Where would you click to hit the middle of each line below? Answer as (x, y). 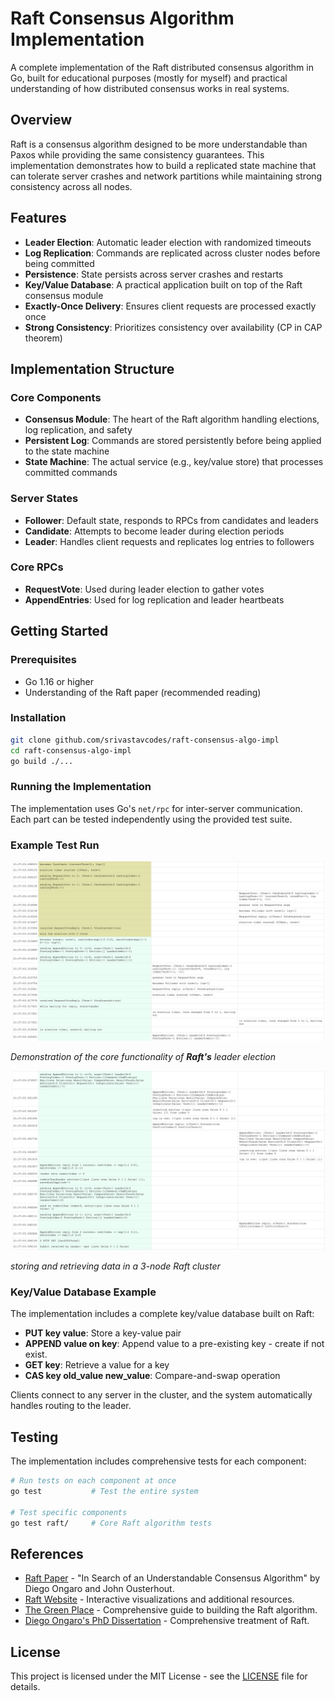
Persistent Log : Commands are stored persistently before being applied (173, 441)
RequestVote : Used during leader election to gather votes (144, 589)
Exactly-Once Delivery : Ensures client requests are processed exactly (170, 306)
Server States (44, 499)
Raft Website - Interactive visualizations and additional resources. (159, 1599)
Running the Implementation (81, 787)
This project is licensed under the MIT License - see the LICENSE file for (159, 1676)
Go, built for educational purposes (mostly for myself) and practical (149, 78)
